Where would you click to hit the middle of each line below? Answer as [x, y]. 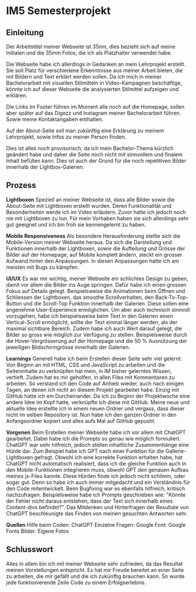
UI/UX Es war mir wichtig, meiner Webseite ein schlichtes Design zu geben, [97, 278]
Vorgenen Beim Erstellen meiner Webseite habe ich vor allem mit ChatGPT [96, 432]
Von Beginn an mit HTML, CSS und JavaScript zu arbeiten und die [86, 365]
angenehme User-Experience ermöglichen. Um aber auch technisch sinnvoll [98, 310]
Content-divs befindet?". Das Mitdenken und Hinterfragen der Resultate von [97, 507]
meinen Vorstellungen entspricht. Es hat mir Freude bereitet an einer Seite [95, 570]
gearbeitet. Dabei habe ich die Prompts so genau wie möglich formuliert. [94, 438]
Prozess [21, 185]
